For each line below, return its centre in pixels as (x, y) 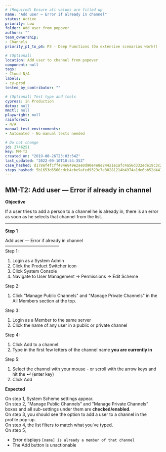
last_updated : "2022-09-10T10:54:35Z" (45, 161)
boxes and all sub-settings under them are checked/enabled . (68, 409)
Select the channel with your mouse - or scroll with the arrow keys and (84, 369)
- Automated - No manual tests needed (45, 133)
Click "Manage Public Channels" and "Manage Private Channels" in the (85, 296)
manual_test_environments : (33, 129)
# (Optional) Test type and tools (41, 97)
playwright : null (23, 115)
